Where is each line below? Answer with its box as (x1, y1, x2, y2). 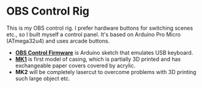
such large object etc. (15, 75, 70, 82)
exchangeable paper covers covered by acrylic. (15, 62, 136, 69)
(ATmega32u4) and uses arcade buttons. (6, 37, 110, 44)
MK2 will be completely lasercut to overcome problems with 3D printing (15, 68, 197, 75)
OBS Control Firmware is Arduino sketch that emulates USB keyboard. (15, 49, 193, 56)
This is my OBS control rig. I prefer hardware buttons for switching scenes (6, 24, 193, 32)
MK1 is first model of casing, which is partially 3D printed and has (15, 55, 181, 63)
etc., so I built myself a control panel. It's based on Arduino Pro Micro (6, 30, 181, 38)
